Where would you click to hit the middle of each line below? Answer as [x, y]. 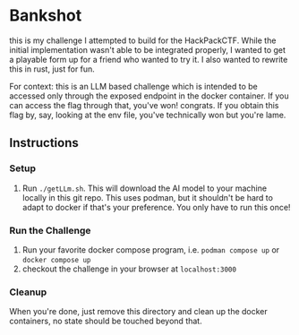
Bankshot [46, 16]
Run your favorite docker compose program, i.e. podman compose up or [151, 249]
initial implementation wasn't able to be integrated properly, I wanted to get [148, 49]
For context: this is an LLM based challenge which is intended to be [133, 86]
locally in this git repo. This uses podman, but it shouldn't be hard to [147, 197]
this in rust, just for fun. [52, 69]
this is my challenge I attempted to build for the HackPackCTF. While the [143, 40]
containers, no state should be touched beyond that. [106, 321]
